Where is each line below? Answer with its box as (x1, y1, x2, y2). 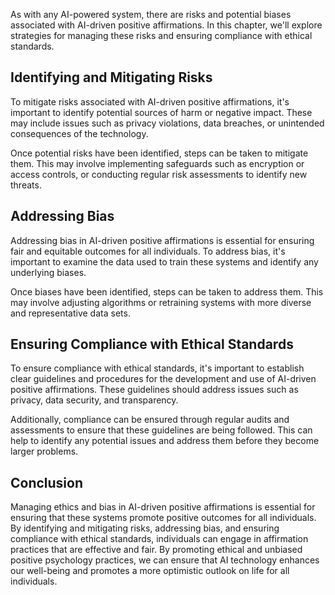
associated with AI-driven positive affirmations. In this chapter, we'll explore (10, 19, 323, 31)
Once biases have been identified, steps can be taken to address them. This (10, 285, 324, 298)
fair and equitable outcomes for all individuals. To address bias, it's (10, 245, 286, 257)
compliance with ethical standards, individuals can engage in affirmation (10, 533, 309, 545)
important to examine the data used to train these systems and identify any (10, 255, 319, 268)
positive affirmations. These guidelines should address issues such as (10, 384, 299, 396)
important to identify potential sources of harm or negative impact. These (10, 106, 313, 118)
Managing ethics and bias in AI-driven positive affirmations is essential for (10, 501, 316, 513)
